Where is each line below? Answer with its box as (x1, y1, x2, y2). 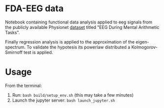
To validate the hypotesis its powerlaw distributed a (26, 44, 131, 50)
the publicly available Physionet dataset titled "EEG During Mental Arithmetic (5, 24, 160, 30)
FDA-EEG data (5, 3, 64, 14)
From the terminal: (5, 83, 42, 88)
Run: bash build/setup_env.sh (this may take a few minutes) (12, 92, 134, 98)
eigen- (135, 39, 149, 44)
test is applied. (23, 49, 53, 55)
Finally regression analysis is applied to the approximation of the (5, 39, 135, 44)
